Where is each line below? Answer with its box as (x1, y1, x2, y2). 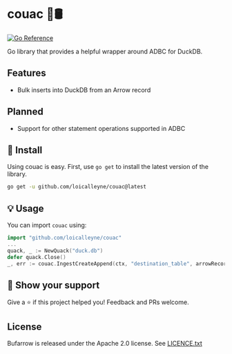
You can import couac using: (7, 221, 87, 229)
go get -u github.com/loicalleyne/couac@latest (7, 184, 147, 191)
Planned (7, 106, 43, 118)
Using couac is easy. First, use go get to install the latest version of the (7, 163, 209, 171)
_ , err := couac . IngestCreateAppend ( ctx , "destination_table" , (7, 260, 193, 267)
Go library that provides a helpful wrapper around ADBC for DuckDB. (7, 47, 203, 55)
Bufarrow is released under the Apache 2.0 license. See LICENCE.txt (7, 339, 202, 348)
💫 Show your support (7, 279, 100, 291)
